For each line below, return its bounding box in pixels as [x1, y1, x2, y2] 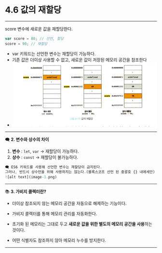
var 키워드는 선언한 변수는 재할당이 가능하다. [12, 50, 96, 56]
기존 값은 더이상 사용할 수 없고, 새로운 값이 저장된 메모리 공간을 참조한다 [12, 57, 147, 63]
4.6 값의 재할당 [5, 4, 62, 16]
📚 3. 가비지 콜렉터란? [5, 189, 47, 194]
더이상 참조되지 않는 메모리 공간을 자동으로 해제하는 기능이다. [12, 201, 127, 206]
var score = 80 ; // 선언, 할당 [5, 36, 64, 41]
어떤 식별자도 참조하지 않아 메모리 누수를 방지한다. [12, 237, 106, 243]
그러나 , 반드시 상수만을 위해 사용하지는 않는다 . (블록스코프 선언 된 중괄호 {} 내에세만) [5, 170, 155, 174]
